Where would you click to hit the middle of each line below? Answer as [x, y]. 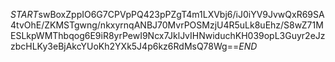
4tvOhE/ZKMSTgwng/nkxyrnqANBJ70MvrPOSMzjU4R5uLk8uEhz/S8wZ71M [167, 25]
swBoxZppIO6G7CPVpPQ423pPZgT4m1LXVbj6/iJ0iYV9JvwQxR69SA [181, 14]
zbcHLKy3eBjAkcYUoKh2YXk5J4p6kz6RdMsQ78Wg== [125, 46]
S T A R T [24, 14]
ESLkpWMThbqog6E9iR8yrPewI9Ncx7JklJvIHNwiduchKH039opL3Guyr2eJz [168, 35]
